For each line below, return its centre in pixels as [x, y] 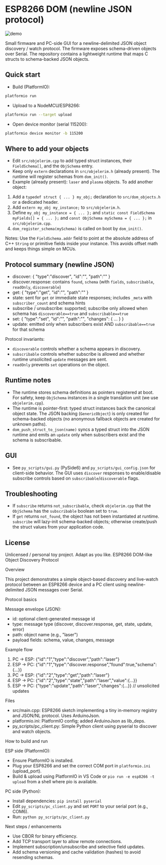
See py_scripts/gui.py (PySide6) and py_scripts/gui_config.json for [84, 467]
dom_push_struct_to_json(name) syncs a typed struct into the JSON [81, 429]
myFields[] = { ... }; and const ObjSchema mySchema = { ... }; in [82, 218]
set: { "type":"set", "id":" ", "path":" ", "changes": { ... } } [68, 319]
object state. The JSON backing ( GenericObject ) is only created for [81, 413]
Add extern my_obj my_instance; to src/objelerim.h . [66, 207]
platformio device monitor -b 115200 [44, 133]
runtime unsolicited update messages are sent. [60, 359]
